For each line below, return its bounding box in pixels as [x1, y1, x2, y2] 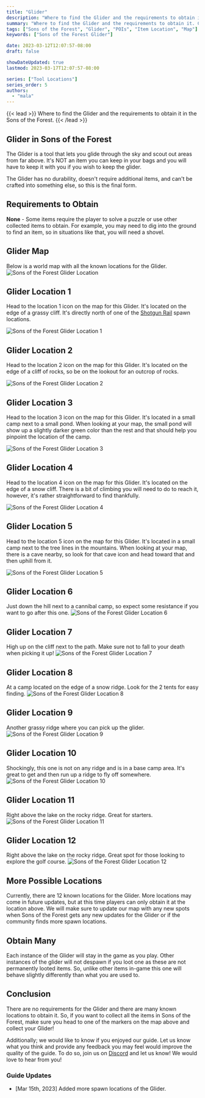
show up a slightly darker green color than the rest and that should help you [6, 427, 197, 434]
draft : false [6, 48, 40, 55]
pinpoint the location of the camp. [6, 433, 92, 440]
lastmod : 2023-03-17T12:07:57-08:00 [6, 65, 99, 71]
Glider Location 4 [6, 462, 73, 473]
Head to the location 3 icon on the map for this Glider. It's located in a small [6, 413, 195, 421]
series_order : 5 [6, 82, 48, 88]
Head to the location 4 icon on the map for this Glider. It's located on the [6, 479, 188, 486]
